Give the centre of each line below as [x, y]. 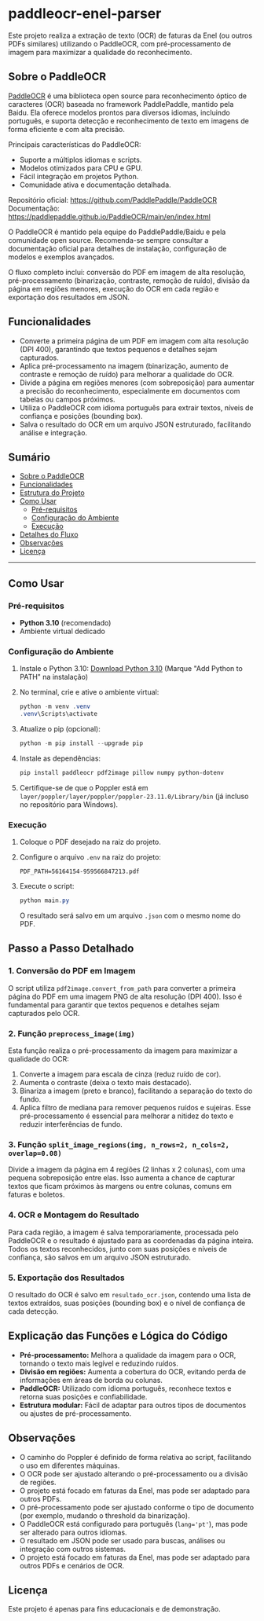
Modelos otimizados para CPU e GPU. [81, 168]
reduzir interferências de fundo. [71, 1124]
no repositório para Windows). [69, 804]
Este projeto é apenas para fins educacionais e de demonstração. [115, 1609]
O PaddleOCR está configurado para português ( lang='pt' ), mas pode [134, 1524]
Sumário [29, 457]
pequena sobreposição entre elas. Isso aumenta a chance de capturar [122, 1178]
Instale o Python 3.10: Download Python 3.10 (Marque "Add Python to [131, 669]
